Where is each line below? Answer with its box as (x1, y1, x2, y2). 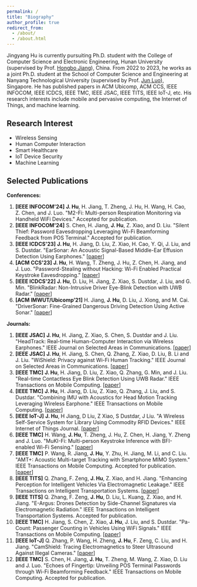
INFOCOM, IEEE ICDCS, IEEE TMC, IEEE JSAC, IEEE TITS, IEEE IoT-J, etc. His (6, 89, 192, 96)
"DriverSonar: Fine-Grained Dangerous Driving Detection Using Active (15, 302, 185, 309)
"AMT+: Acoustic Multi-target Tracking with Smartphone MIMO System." (15, 456, 191, 463)
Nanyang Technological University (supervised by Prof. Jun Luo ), (6, 77, 164, 84)
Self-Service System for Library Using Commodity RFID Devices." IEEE (15, 418, 186, 425)
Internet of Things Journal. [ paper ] (15, 425, 99, 432)
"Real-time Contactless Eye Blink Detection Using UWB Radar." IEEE (15, 375, 179, 382)
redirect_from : (6, 25, 44, 31)
